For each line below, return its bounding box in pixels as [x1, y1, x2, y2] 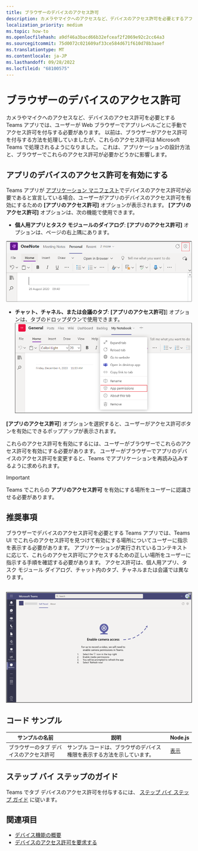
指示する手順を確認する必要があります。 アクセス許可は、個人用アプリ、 [6, 558, 182, 566]
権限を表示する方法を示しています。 [67, 751, 154, 758]
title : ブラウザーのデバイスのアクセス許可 [6, 9, 99, 15]
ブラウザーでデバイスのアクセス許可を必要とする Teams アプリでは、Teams [6, 529, 190, 536]
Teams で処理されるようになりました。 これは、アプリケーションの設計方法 [6, 143, 190, 150]
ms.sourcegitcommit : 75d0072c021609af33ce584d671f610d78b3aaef [6, 41, 165, 47]
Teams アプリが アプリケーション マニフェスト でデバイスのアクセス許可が [6, 186, 187, 194]
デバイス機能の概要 [14, 832, 62, 839]
